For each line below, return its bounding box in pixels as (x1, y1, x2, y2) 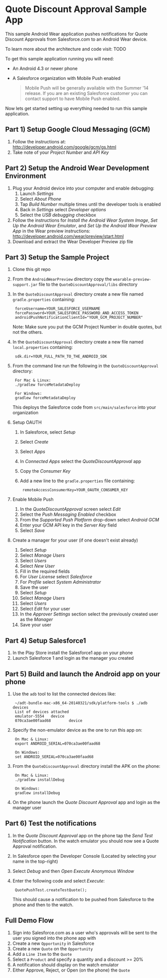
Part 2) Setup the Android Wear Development (5, 164, 149, 172)
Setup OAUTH (12, 419, 42, 425)
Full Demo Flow (5, 916, 54, 925)
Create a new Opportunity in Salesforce (12, 940, 94, 946)
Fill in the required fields (20, 568, 70, 574)
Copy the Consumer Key (20, 468, 71, 474)
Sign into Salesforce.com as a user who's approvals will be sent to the (12, 929, 157, 936)
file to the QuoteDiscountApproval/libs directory (38, 282, 138, 288)
